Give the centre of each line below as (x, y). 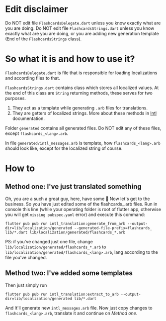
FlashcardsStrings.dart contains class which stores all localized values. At (82, 88)
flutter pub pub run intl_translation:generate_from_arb (65, 223)
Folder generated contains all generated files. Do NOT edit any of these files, (83, 128)
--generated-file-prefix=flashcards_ (113, 228)
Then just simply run (26, 285)
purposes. (16, 98)
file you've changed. (26, 257)
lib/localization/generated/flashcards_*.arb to (56, 247)
